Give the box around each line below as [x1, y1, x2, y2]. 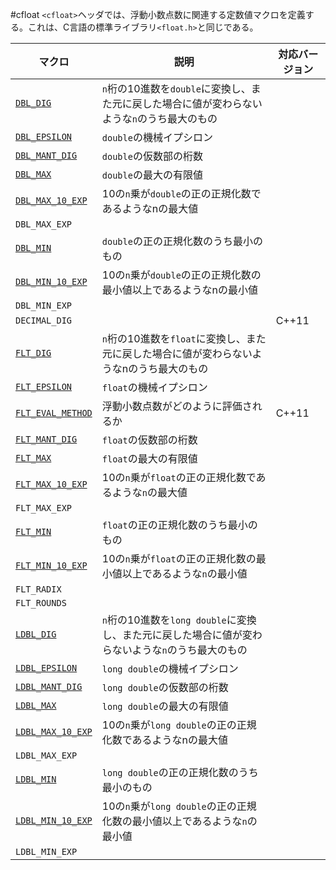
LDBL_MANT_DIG [15, 681, 83, 692]
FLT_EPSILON [15, 381, 73, 392]
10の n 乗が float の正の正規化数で [101, 471, 257, 484]
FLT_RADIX [15, 584, 62, 595]
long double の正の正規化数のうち [101, 766, 259, 779]
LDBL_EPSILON [15, 663, 78, 673]
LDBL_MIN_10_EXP [15, 815, 93, 826]
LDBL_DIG [15, 629, 57, 640]
